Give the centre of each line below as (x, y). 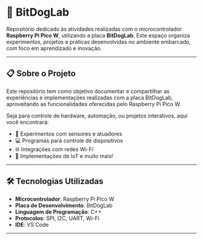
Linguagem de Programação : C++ (58, 212)
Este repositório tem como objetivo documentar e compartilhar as (88, 91)
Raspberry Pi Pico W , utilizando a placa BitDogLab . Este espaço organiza (98, 35)
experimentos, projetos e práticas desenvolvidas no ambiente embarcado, (99, 42)
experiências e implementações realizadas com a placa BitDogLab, (90, 97)
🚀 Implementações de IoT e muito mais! (64, 156)
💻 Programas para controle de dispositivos (69, 141)
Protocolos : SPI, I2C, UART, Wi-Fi (57, 218)
